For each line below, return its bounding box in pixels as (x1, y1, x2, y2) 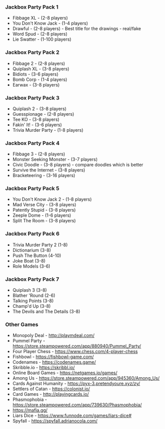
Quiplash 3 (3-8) (12, 287, 47, 293)
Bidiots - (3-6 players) (12, 71, 59, 77)
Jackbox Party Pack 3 (5, 94, 59, 101)
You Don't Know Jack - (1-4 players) (12, 20, 88, 26)
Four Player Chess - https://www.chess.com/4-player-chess (12, 349, 138, 355)
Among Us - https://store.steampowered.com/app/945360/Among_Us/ (12, 375, 160, 381)
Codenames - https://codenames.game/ (12, 359, 96, 365)
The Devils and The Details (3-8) (12, 308, 80, 315)
